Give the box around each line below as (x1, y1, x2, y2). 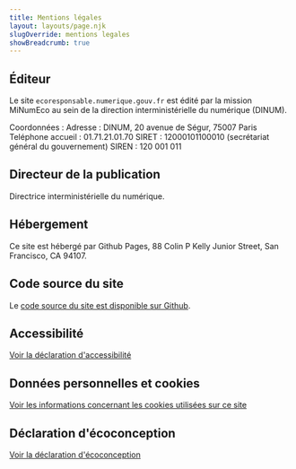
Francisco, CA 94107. (9, 250, 87, 261)
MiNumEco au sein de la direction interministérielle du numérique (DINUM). (9, 105, 287, 116)
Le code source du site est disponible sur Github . (9, 300, 191, 310)
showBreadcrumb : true (9, 38, 91, 48)
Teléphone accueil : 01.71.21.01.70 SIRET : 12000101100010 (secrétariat (9, 132, 270, 143)
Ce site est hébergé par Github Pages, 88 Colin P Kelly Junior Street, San (9, 240, 280, 251)
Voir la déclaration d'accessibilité (9, 350, 132, 360)
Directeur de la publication (9, 167, 161, 182)
